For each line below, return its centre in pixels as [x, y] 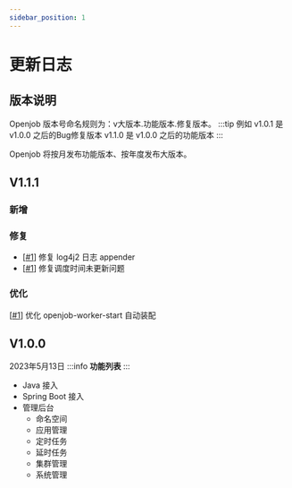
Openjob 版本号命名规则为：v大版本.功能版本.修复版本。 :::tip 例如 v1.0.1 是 [146, 124]
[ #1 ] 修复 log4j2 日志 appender [79, 257]
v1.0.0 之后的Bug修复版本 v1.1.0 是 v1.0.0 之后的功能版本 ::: [116, 134]
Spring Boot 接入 [53, 397]
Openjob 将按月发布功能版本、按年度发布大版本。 [100, 154]
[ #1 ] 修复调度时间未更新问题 [73, 269]
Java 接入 [40, 385]
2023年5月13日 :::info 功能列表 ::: [70, 366]
